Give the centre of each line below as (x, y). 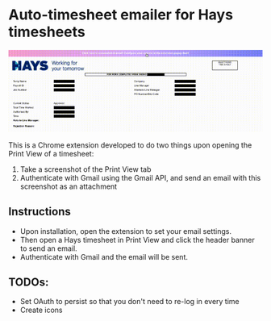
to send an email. (49, 248)
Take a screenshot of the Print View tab (85, 169)
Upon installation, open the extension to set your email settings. (126, 231)
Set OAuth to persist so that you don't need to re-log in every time (129, 302)
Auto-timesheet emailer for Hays (121, 15)
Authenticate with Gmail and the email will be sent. (104, 256)
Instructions (40, 212)
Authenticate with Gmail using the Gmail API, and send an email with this (140, 177)
